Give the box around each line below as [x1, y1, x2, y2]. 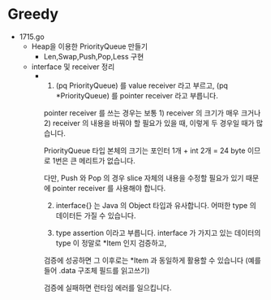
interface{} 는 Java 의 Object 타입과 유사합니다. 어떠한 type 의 [55, 200, 256, 210]
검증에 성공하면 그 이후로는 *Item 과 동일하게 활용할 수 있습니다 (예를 [43, 255, 261, 265]
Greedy [7, 5, 58, 24]
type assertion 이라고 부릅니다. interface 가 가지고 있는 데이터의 [55, 228, 261, 237]
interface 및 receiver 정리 [31, 62, 115, 72]
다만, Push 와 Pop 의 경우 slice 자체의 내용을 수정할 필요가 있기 [43, 172, 244, 183]
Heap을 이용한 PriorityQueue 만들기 [31, 41, 148, 51]
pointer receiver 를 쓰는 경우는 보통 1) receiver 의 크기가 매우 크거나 [43, 107, 261, 118]
